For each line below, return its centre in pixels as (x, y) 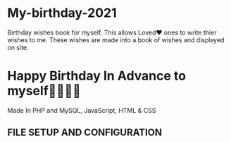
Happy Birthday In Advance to (97, 76)
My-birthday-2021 (62, 13)
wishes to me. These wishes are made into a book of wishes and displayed (116, 39)
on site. (18, 47)
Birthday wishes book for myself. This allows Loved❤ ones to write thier (112, 32)
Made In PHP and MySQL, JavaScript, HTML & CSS (82, 110)
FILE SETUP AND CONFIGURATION (85, 133)
